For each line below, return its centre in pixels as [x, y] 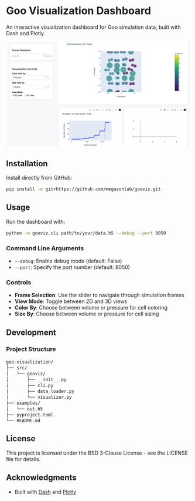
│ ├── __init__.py [36, 380]
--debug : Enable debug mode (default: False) [68, 261]
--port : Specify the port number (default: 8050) [72, 267]
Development [31, 332]
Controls [19, 282]
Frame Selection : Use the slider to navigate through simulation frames [99, 295]
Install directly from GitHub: [39, 178]
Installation [27, 164]
